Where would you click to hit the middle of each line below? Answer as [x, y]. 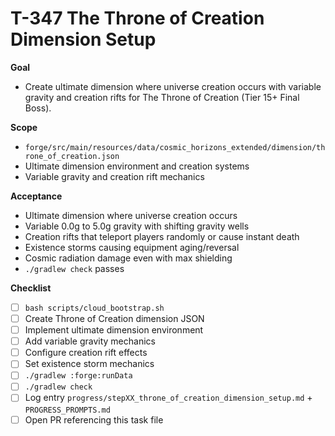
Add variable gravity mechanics [90, 341]
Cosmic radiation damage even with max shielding [128, 258]
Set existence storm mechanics [89, 364]
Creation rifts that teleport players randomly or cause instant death [162, 236]
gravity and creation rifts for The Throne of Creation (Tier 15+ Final [162, 97]
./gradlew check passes [74, 268]
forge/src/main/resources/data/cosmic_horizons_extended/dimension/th [175, 147]
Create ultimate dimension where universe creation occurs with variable [173, 86]
